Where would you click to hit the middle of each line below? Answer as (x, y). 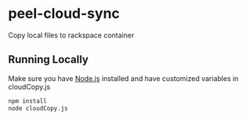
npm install (27, 101)
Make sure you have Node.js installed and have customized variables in (123, 78)
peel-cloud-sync (64, 14)
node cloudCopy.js (38, 108)
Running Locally (48, 60)
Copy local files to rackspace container (71, 35)
